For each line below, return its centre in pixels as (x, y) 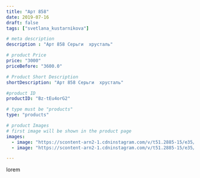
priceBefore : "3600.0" (34, 66)
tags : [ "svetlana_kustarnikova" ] (48, 28)
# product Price (26, 55)
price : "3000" (24, 61)
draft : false (22, 23)
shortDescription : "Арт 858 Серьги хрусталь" (65, 82)
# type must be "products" (40, 109)
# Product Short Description (42, 77)
